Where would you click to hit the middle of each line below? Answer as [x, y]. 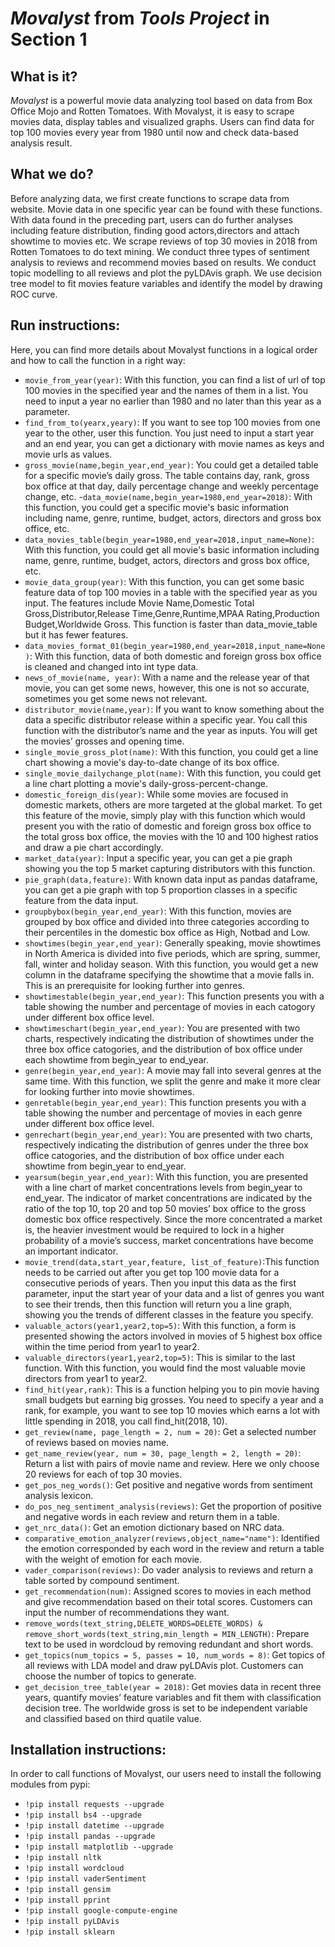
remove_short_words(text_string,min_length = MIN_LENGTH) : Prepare [167, 1633]
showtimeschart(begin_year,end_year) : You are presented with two [162, 1028]
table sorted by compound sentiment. [102, 1580]
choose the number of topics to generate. [110, 1676]
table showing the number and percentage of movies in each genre [163, 1113]
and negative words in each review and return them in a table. [152, 1516]
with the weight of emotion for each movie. [113, 1559]
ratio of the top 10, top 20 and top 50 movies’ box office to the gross [165, 1208]
